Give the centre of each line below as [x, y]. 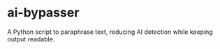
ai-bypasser [43, 13]
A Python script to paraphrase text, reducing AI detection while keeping [110, 32]
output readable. [31, 39]
